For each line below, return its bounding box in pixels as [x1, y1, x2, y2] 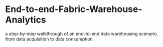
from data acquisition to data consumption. [5, 36, 94, 42]
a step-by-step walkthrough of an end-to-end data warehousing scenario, [5, 30, 158, 36]
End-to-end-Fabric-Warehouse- [5, 3, 142, 15]
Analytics [5, 14, 46, 25]
